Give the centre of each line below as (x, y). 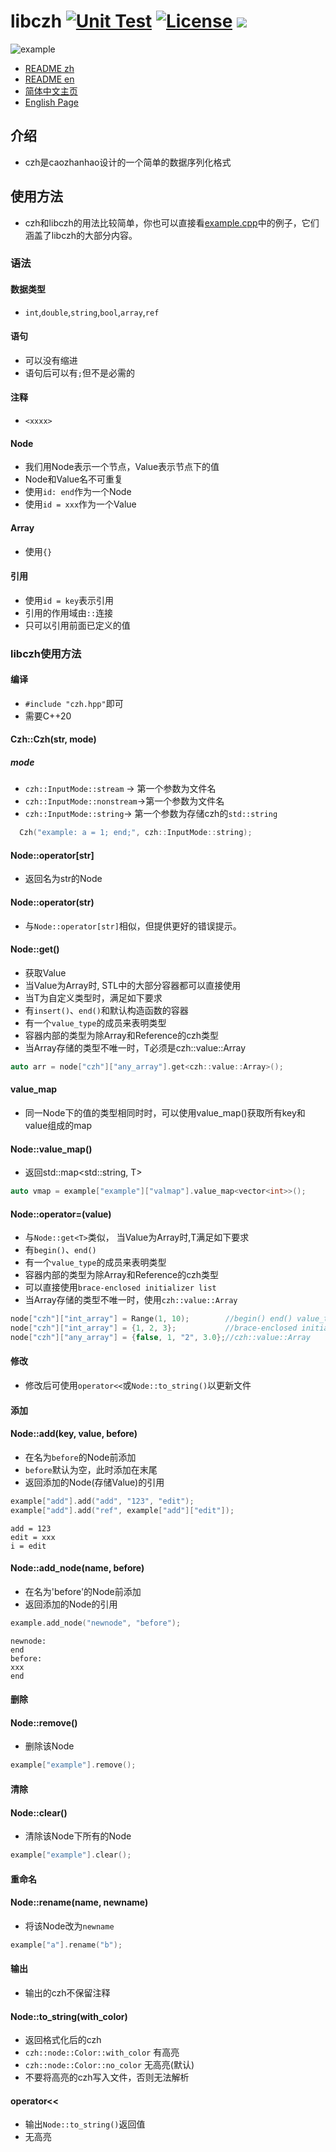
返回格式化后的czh (63, 2040)
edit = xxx (33, 1537)
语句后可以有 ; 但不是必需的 (79, 372)
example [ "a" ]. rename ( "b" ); (66, 1945)
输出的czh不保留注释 (67, 1992)
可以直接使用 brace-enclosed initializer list (120, 1287)
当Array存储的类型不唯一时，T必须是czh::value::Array (135, 1047)
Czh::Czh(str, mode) (53, 739)
